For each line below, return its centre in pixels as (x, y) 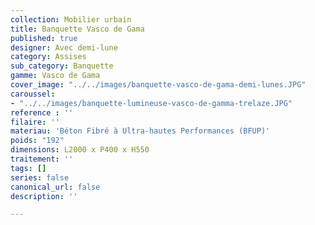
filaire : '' (35, 122)
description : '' (44, 196)
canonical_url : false (55, 187)
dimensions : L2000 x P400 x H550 (80, 150)
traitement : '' (42, 159)
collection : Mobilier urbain (71, 19)
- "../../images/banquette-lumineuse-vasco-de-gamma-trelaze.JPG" (151, 103)
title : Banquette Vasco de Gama (77, 29)
